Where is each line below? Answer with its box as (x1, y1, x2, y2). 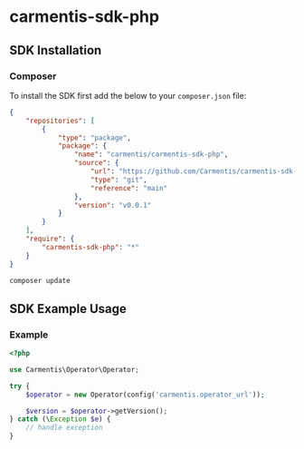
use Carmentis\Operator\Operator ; (9, 365, 140, 374)
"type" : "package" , (57, 133, 131, 142)
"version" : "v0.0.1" (73, 200, 152, 210)
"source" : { (73, 159, 119, 168)
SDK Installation (9, 43, 102, 58)
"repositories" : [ (25, 116, 95, 125)
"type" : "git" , (90, 175, 147, 184)
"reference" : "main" (90, 183, 168, 192)
